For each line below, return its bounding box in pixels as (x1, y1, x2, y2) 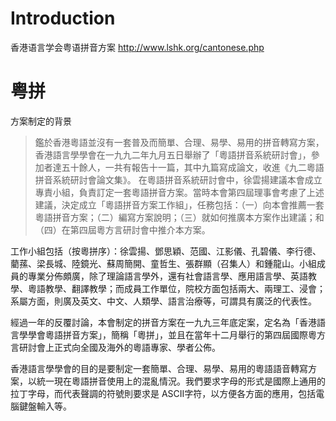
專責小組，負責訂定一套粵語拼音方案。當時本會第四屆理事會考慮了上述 (34, 186, 325, 198)
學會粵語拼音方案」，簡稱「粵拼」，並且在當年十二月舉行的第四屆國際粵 (27, 328, 317, 341)
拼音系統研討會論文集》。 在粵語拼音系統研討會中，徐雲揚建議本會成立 (34, 173, 323, 186)
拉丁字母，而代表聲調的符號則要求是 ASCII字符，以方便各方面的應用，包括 (10, 387, 317, 399)
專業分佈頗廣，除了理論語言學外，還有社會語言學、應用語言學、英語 (27, 270, 308, 282)
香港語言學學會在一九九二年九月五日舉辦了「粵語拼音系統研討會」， (34, 148, 312, 161)
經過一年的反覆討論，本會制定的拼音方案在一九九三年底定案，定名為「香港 (10, 316, 317, 328)
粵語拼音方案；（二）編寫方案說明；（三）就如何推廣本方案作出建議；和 (34, 211, 325, 223)
